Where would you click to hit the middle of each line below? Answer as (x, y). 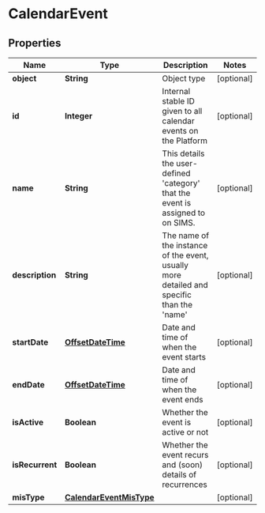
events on (180, 131)
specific (177, 295)
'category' (181, 183)
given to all (182, 111)
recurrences (185, 485)
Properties (35, 43)
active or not (185, 432)
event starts (184, 357)
